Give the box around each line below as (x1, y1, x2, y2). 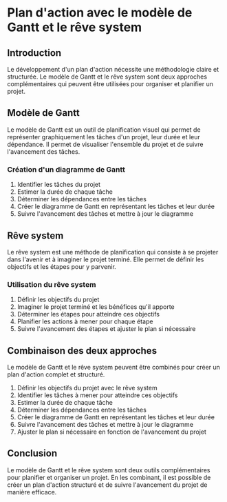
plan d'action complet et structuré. (7, 370, 105, 379)
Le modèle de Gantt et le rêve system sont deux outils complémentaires (7, 465, 210, 474)
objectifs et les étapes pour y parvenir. (7, 262, 117, 270)
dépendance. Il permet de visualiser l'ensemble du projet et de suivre (7, 140, 204, 148)
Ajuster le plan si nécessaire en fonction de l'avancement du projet (17, 428, 206, 436)
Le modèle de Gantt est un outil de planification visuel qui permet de (7, 125, 201, 134)
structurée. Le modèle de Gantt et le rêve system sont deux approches (7, 72, 208, 81)
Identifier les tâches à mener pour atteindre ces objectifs (17, 391, 178, 399)
